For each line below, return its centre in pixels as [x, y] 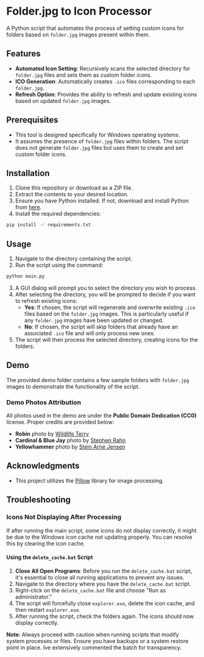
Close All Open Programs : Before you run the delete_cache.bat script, [104, 570]
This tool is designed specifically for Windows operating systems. [98, 135]
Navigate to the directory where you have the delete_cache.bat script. [103, 584]
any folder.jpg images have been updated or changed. [94, 320]
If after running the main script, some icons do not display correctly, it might [101, 530]
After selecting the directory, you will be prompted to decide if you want [105, 294]
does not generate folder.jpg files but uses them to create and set [99, 147]
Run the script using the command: [59, 265]
